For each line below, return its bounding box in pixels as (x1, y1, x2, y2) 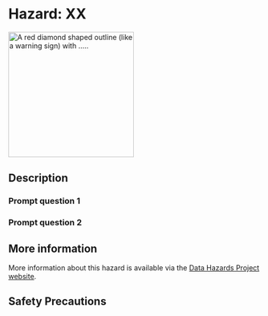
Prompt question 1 (8, 196, 80, 207)
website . (8, 271, 37, 281)
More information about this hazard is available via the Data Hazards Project (8, 262, 260, 273)
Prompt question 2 (8, 217, 83, 229)
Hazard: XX (8, 5, 87, 23)
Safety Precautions (8, 294, 107, 309)
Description (8, 172, 68, 185)
